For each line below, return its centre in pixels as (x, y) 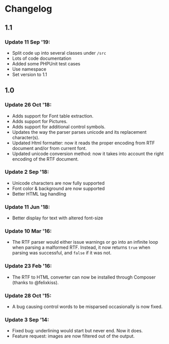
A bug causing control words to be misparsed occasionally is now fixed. (87, 307)
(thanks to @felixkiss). (35, 282)
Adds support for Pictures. (40, 121)
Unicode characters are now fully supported (58, 183)
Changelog (28, 9)
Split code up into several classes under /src (59, 53)
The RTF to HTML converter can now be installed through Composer (84, 277)
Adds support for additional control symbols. (59, 127)
